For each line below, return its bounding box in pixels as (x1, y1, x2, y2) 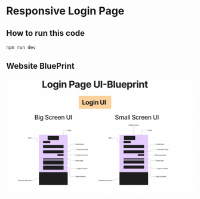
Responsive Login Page (6, 4, 125, 18)
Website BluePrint (6, 61, 75, 71)
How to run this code (6, 28, 85, 38)
